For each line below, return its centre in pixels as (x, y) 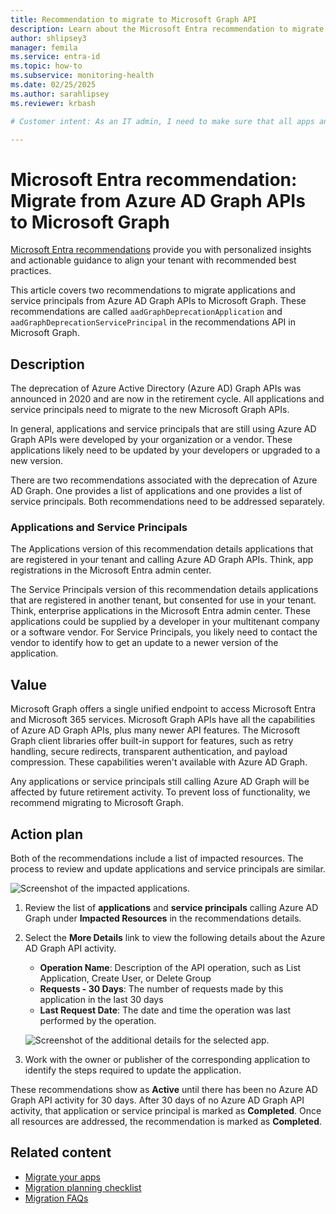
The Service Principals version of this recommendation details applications (164, 590)
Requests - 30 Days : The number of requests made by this (161, 989)
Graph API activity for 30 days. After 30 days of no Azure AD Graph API (157, 1100)
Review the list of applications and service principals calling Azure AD (171, 908)
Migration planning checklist (83, 1187)
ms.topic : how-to (46, 66)
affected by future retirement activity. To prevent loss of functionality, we (160, 792)
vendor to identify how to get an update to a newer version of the (144, 643)
